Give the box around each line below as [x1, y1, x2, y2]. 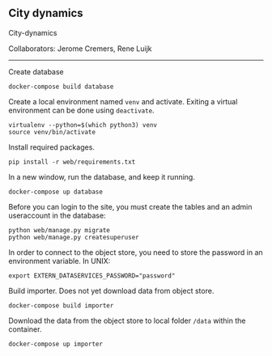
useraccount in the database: [8, 210, 107, 220]
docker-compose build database [8, 83, 114, 91]
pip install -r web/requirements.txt [8, 158, 136, 166]
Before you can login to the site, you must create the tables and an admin [8, 201, 253, 211]
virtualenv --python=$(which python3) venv [8, 121, 158, 129]
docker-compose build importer [8, 301, 114, 310]
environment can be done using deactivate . [8, 105, 155, 115]
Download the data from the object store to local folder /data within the [8, 316, 246, 325]
